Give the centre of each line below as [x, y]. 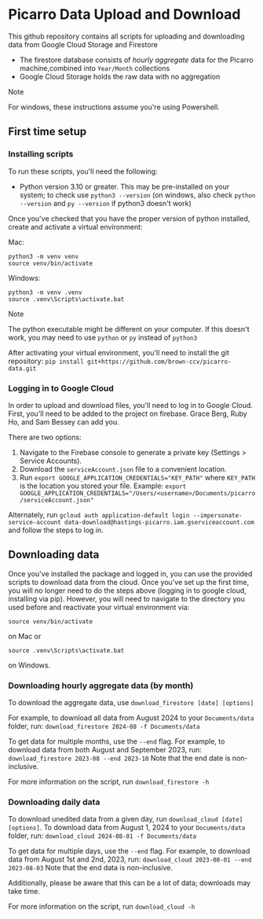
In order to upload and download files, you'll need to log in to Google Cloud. [131, 405]
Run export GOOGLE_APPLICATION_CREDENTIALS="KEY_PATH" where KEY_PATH [137, 477]
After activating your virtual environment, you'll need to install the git [119, 352]
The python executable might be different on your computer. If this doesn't [129, 329]
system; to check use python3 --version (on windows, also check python [137, 195]
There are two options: [45, 437]
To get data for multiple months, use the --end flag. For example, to [117, 741]
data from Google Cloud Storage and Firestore [83, 44]
